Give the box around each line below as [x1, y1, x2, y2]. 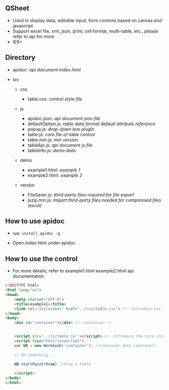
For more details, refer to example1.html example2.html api [12, 268, 134, 274]
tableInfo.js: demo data [27, 147, 76, 153]
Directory [5, 53, 36, 62]
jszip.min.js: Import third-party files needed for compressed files [27, 197, 161, 203]
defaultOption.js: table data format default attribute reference [27, 121, 156, 127]
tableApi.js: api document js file [27, 142, 93, 148]
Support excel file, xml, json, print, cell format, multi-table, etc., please [12, 28, 158, 34]
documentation [12, 273, 44, 279]
